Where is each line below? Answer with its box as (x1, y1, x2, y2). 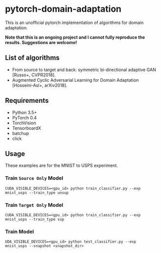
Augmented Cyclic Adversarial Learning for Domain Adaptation (12, 77, 139, 83)
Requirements (5, 96, 49, 105)
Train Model (5, 228, 34, 235)
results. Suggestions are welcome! (5, 39, 77, 45)
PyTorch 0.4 (12, 115, 37, 120)
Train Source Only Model (5, 175, 63, 182)
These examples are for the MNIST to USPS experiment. (5, 162, 118, 168)
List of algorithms (5, 54, 60, 62)
